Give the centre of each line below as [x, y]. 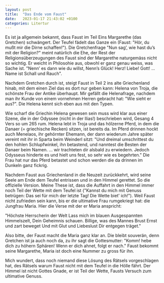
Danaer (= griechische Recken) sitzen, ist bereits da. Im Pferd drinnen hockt [82, 129]
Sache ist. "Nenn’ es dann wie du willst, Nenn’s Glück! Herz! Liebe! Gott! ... [80, 69]
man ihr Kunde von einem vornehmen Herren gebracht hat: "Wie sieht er [78, 99]
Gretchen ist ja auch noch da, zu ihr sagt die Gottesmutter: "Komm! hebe [78, 241]
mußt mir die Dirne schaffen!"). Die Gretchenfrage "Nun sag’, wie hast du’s [80, 47]
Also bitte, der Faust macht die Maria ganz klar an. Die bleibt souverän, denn [82, 236]
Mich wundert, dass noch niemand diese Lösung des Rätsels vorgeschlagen [82, 260]
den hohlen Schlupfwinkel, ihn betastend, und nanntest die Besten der [76, 144]
